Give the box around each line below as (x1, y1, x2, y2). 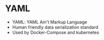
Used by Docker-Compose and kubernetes (12, 29, 100, 35)
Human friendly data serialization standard (12, 24, 99, 30)
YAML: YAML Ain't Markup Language (12, 19, 87, 25)
